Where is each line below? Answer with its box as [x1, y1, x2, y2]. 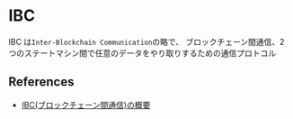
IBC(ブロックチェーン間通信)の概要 [21, 99, 151, 110]
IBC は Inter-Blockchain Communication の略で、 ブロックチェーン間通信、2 [8, 36, 285, 47]
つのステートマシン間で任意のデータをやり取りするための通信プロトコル [8, 47, 276, 59]
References [8, 74, 75, 90]
